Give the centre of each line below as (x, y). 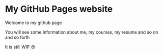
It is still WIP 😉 (20, 47)
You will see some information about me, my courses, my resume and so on (82, 32)
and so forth (17, 37)
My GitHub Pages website (59, 9)
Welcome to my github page (34, 23)
